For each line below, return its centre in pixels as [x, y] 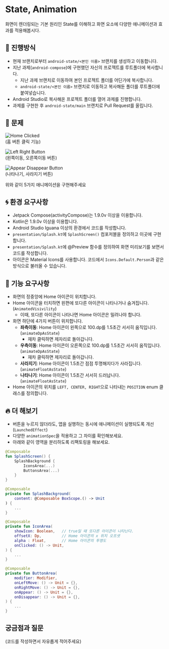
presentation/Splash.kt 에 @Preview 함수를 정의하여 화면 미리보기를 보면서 [88, 247]
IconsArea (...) [39, 466]
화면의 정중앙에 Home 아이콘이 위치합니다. [54, 297]
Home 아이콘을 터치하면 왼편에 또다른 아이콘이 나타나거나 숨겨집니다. [81, 303]
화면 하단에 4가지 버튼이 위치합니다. [48, 321]
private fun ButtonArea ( [31, 573]
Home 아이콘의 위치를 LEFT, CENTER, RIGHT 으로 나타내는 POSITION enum [85, 387]
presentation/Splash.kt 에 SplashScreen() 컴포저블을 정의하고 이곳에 [82, 234]
